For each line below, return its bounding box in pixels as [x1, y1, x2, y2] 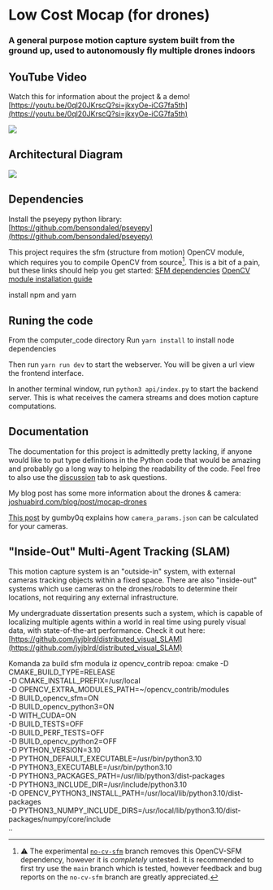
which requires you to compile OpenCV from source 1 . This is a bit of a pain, [8, 255, 261, 267]
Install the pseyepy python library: [8, 214, 123, 224]
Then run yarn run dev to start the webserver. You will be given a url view [8, 360, 255, 369]
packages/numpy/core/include [8, 814, 111, 823]
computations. [8, 401, 57, 412]
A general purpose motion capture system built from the [8, 35, 236, 46]
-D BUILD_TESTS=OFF [8, 718, 84, 729]
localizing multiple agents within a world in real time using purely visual [8, 617, 246, 626]
